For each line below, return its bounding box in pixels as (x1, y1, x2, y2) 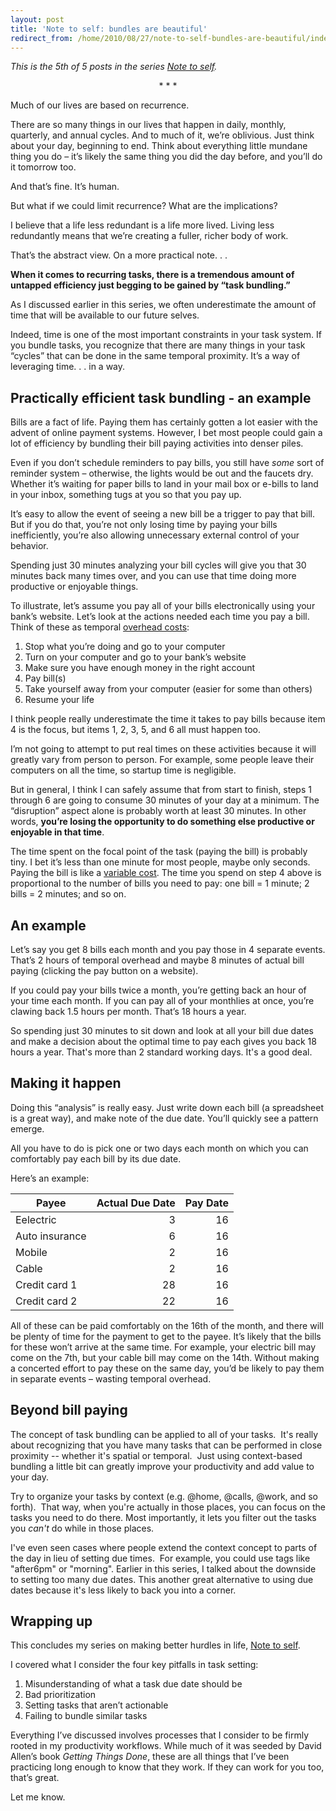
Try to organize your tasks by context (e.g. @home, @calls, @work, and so (10, 1490, 319, 1502)
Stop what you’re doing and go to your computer (24, 641, 226, 653)
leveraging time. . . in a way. (10, 361, 126, 373)
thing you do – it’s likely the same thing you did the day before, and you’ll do (10, 151, 323, 163)
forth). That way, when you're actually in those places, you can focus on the (10, 1501, 326, 1513)
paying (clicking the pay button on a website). (10, 965, 199, 976)
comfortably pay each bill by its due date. (10, 1152, 182, 1165)
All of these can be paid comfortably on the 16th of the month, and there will (10, 1319, 324, 1331)
